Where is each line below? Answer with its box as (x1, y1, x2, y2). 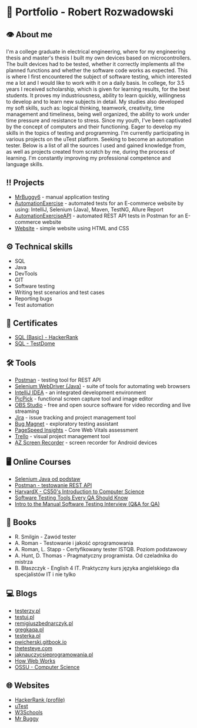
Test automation (14, 301, 54, 308)
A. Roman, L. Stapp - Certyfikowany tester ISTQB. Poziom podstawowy (14, 545, 187, 552)
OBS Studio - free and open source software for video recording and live (14, 402, 191, 409)
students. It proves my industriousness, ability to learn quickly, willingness (6, 92, 186, 99)
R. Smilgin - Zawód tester (14, 533, 76, 540)
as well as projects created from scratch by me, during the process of (6, 148, 175, 155)
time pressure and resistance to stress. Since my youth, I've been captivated (6, 117, 192, 124)
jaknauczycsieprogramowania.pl (14, 651, 94, 658)
